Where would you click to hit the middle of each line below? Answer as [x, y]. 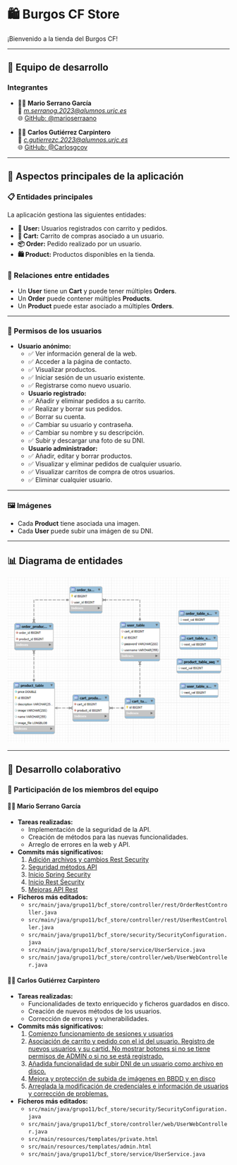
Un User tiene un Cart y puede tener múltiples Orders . [97, 291]
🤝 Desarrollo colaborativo [64, 769]
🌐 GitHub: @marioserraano [57, 118]
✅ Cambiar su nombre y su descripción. [86, 433]
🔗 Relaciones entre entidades [59, 275]
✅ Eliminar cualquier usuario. [70, 479]
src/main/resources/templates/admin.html [90, 1147]
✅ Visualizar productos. [62, 369]
